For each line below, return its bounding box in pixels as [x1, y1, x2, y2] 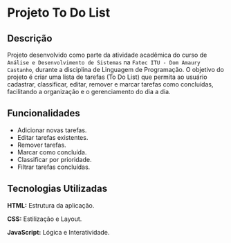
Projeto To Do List [7, 5, 111, 21]
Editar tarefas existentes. [17, 133, 89, 141]
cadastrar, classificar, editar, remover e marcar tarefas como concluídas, [7, 80, 214, 88]
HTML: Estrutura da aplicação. [7, 201, 95, 209]
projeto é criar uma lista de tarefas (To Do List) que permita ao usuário [7, 73, 207, 81]
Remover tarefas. [17, 141, 67, 149]
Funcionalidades [7, 107, 81, 119]
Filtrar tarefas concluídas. [17, 163, 91, 171]
